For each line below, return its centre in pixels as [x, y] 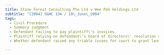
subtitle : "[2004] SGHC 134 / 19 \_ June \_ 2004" [53, 14]
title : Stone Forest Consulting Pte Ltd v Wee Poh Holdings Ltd [72, 9]
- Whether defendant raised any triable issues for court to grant [80, 41]
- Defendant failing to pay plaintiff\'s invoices [62, 32]
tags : [10, 18]
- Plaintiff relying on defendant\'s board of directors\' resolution [83, 37]
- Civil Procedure [28, 23]
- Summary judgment [29, 27]
